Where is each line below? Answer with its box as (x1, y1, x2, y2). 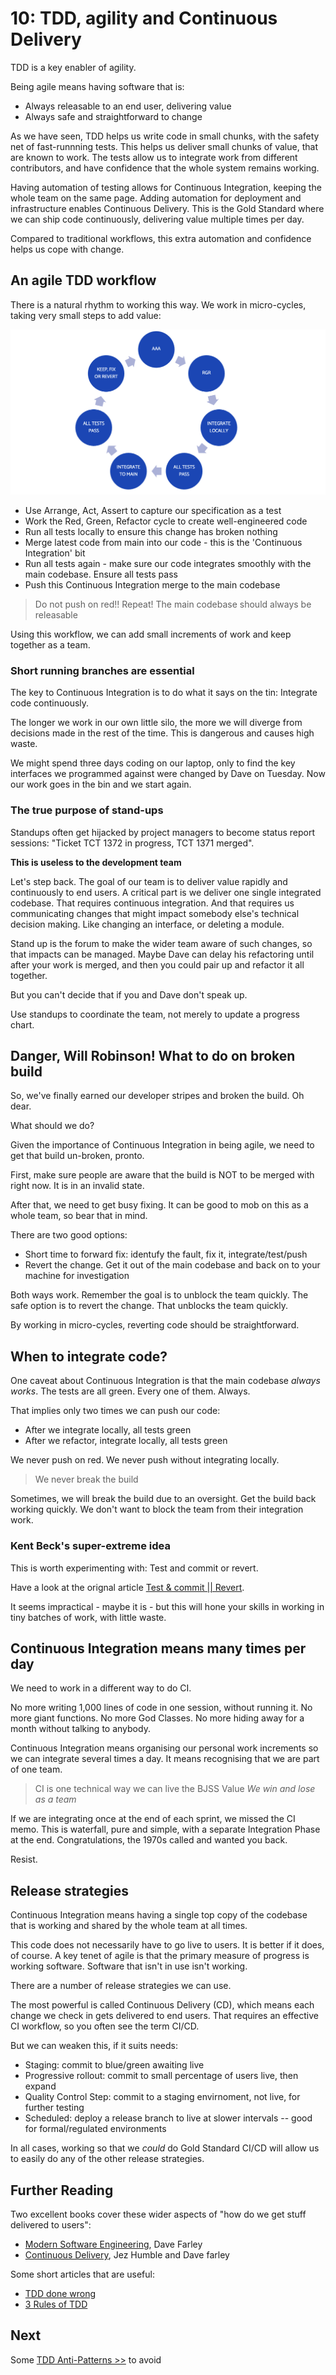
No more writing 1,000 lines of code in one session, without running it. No (10, 1702, 313, 1714)
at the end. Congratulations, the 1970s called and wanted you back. (10, 1834, 288, 1846)
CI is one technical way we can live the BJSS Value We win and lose (34, 1783, 316, 1795)
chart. (10, 1018, 35, 1031)
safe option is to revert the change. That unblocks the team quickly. (10, 1300, 288, 1312)
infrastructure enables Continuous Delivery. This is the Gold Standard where (10, 202, 325, 214)
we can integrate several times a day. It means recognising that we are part (10, 1753, 320, 1765)
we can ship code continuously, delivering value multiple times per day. (10, 213, 305, 225)
